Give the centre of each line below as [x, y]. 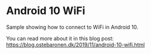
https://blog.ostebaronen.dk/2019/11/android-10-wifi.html [75, 45]
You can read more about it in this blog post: [60, 38]
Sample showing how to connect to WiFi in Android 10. [72, 27]
